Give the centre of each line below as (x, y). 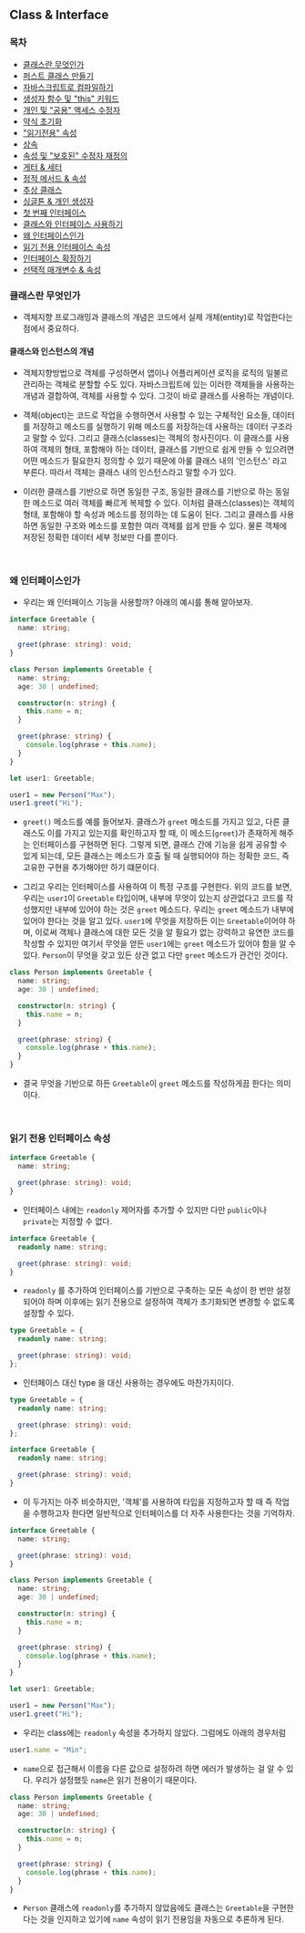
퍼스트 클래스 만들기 (58, 76)
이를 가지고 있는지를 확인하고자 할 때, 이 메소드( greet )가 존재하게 (162, 833)
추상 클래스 (42, 190)
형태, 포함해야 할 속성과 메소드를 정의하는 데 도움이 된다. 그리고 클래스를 (150, 514)
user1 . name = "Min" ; (49, 1750)
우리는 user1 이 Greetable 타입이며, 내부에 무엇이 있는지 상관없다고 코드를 (153, 899)
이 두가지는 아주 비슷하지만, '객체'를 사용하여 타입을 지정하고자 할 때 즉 (147, 1502)
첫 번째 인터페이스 (54, 213)
